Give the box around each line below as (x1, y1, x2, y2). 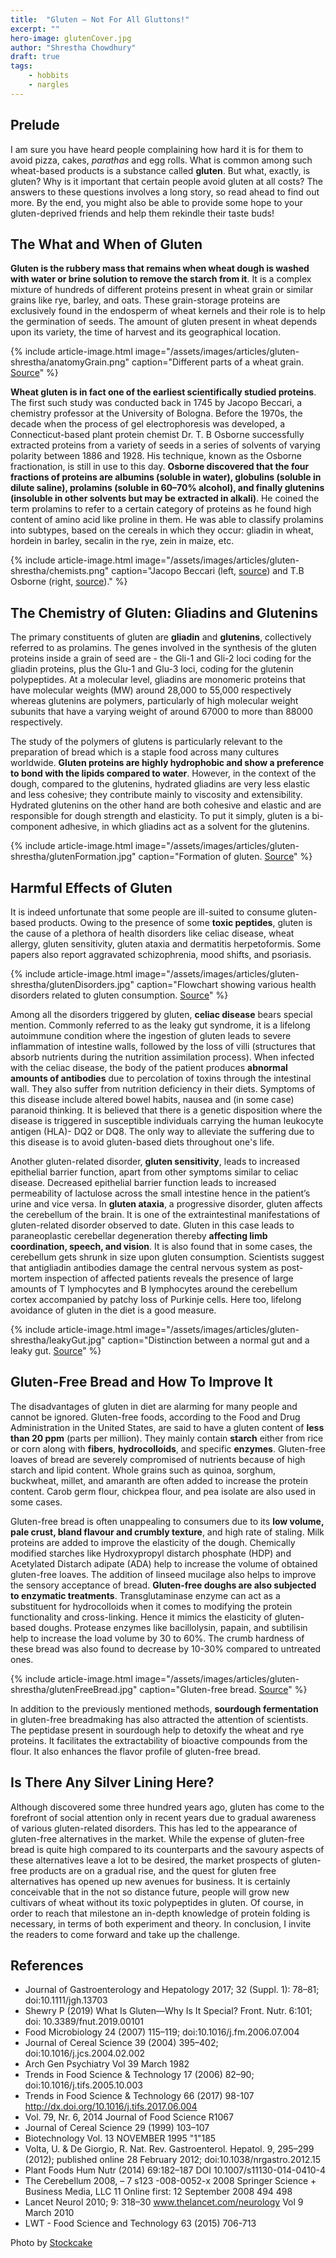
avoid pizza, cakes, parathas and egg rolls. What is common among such (10, 154, 313, 166)
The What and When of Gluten (10, 236, 203, 253)
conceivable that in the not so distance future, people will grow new (10, 1886, 290, 1898)
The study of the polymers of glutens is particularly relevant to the (10, 736, 283, 748)
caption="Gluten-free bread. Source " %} (139, 1683, 308, 1695)
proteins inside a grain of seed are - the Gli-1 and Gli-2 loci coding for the (10, 652, 312, 665)
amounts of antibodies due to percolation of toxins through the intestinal (10, 1072, 312, 1084)
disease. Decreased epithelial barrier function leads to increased (10, 1177, 277, 1188)
